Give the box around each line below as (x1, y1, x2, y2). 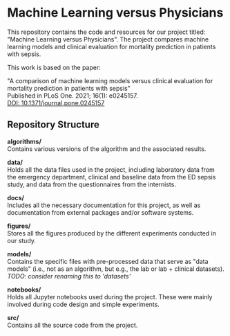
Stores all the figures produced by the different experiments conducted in (7, 229, 216, 237)
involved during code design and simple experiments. (7, 300, 160, 308)
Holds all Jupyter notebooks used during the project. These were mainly (7, 292, 213, 301)
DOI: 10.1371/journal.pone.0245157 (7, 98, 105, 107)
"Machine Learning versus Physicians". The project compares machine (7, 35, 209, 43)
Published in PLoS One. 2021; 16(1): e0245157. (7, 91, 138, 100)
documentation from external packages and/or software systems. (7, 208, 194, 216)
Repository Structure (7, 119, 100, 131)
